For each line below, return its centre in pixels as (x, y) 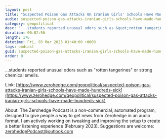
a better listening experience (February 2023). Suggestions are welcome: (80, 126)
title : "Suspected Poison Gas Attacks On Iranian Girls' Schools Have (79, 14)
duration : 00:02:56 (25, 33)
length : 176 (17, 38)
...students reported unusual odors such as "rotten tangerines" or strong (79, 70)
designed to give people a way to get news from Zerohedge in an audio (78, 116)
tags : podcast (20, 47)
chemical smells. (22, 75)
